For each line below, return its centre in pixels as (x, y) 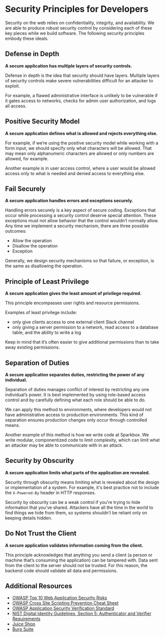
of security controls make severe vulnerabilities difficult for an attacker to (79, 80)
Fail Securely (25, 189)
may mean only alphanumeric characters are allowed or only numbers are (80, 153)
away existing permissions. (32, 347)
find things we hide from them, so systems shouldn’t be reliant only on (76, 513)
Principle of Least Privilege (47, 281)
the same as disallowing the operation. (44, 266)
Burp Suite (23, 629)
